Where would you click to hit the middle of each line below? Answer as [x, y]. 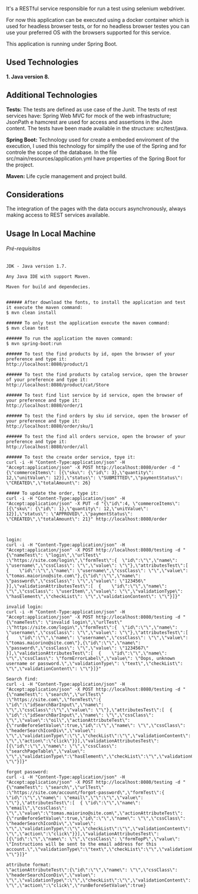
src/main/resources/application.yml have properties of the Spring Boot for [96, 158]
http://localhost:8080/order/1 [44, 406]
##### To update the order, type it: [52, 494]
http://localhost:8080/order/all [47, 447]
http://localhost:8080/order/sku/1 [50, 426]
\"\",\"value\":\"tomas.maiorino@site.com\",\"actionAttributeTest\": [95, 813]
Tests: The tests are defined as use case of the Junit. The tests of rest [92, 109]
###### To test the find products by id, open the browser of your [91, 354]
